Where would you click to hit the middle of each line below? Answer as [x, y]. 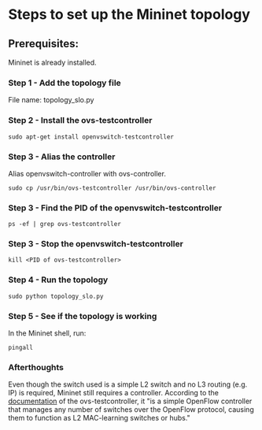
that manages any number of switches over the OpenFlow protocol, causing [131, 410]
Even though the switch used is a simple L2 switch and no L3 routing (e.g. [128, 384]
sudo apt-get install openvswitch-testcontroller [91, 137]
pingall [21, 348]
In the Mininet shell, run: [47, 333]
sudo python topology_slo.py [56, 296]
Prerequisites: [43, 44]
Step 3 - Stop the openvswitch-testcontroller [96, 244]
